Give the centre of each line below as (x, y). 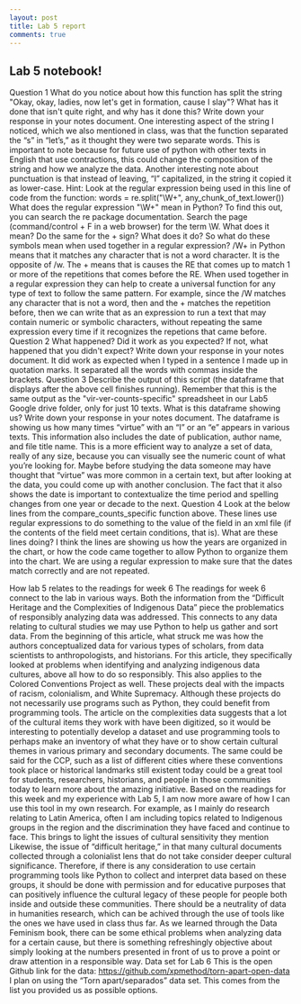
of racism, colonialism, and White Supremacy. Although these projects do (145, 693)
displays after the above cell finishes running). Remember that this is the (143, 389)
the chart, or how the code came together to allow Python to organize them (149, 552)
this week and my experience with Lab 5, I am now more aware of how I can (150, 799)
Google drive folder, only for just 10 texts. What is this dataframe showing (145, 408)
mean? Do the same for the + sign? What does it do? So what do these (140, 236)
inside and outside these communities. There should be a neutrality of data (148, 904)
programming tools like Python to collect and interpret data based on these (148, 875)
